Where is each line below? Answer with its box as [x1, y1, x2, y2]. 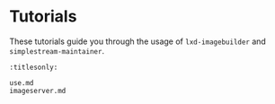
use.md [9, 78, 34, 87]
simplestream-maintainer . [9, 45, 105, 56]
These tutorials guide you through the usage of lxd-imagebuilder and [9, 36, 267, 47]
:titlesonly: [9, 63, 58, 72]
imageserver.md [9, 86, 67, 95]
